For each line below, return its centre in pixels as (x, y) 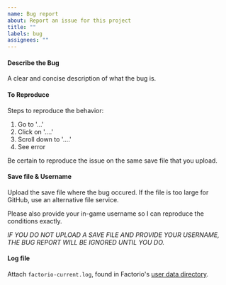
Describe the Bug (33, 63)
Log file (19, 258)
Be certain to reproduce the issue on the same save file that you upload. (113, 161)
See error (32, 146)
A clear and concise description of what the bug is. (82, 78)
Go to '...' (30, 124)
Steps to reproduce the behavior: (56, 110)
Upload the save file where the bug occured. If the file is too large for (108, 192)
